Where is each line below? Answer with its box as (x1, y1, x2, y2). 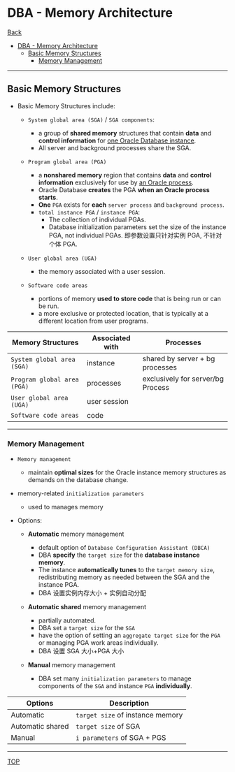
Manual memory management (27, 661, 115, 669)
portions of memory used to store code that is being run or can (38, 294, 222, 303)
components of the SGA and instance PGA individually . (38, 682, 192, 690)
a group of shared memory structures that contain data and (38, 129, 212, 137)
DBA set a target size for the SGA (38, 624, 135, 632)
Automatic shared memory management (27, 603, 147, 611)
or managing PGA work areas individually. (38, 639, 159, 647)
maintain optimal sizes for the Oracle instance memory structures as (27, 468, 227, 476)
